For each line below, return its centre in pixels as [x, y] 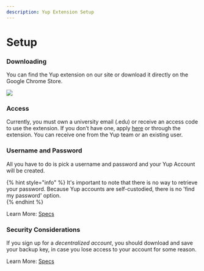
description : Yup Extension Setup [50, 12]
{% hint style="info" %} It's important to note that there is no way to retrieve [102, 182]
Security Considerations [43, 229]
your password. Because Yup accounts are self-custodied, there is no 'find [100, 189]
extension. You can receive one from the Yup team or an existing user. [95, 135]
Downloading [27, 61]
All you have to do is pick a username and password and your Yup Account [101, 164]
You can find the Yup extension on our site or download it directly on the [97, 75]
